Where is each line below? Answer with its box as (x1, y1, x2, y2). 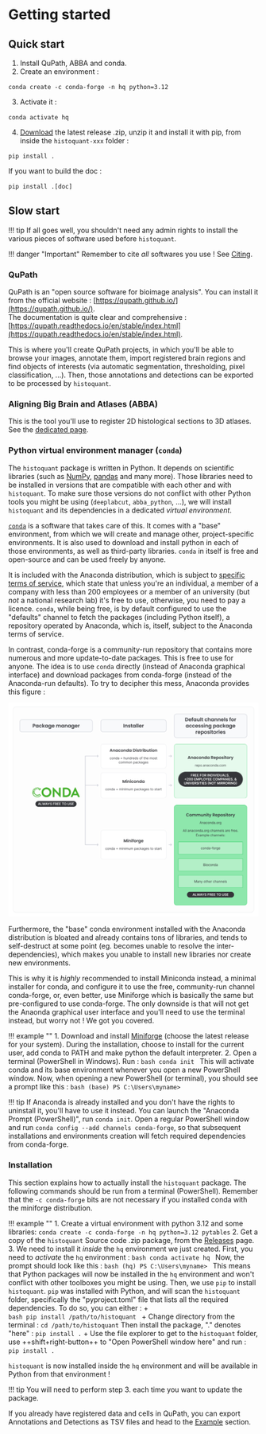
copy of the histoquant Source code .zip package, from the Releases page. (8, 1235, 255, 1245)
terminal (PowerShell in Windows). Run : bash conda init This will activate (8, 1057, 255, 1066)
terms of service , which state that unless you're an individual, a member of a (8, 579, 259, 588)
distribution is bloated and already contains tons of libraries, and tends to (8, 933, 248, 942)
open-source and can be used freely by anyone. (8, 555, 167, 564)
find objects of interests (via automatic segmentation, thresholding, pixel (8, 362, 245, 372)
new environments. (8, 958, 71, 968)
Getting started (8, 6, 111, 24)
